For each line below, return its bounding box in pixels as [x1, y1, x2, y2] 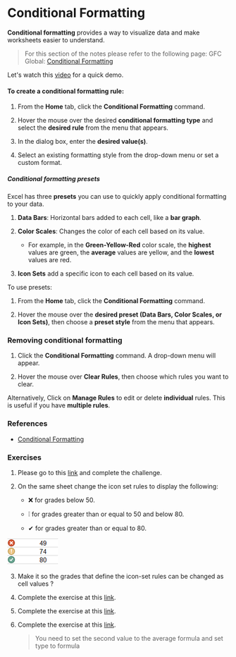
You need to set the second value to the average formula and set [35, 634, 223, 642]
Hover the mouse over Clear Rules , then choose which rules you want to [17, 372, 229, 381]
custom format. [17, 159, 62, 167]
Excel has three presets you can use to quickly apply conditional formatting [7, 192, 227, 201]
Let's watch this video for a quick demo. [7, 70, 124, 79]
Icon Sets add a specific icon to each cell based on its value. [17, 269, 194, 278]
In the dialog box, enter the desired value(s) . [17, 137, 148, 146]
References [7, 419, 48, 429]
